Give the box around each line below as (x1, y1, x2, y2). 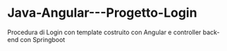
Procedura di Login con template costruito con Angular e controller (7, 28, 202, 36)
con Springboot (20, 35, 66, 43)
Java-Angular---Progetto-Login (7, 5, 197, 21)
